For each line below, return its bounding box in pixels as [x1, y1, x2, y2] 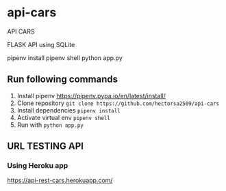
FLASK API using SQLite [7, 40, 75, 48]
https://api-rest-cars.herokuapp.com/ [7, 176, 113, 185]
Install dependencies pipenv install [16, 106, 121, 114]
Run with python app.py [16, 121, 84, 129]
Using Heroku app [7, 161, 68, 171]
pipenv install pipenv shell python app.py [7, 53, 123, 62]
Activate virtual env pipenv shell [16, 113, 111, 121]
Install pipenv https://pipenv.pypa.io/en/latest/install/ [16, 91, 166, 100]
